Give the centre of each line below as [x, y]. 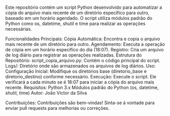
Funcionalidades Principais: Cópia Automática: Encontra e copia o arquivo [83, 39]
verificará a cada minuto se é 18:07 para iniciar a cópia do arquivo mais [80, 82]
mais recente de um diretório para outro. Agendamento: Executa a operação [85, 44]
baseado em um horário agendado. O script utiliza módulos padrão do [79, 18]
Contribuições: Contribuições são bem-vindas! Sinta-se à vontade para [80, 103]
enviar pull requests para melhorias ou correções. [58, 108]
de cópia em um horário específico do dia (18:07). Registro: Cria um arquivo [84, 50]
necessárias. [19, 29]
